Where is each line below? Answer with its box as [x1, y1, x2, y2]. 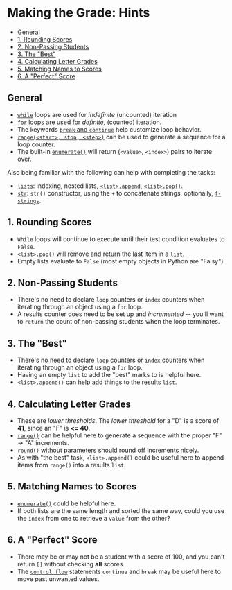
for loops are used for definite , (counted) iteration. [17, 118, 162, 126]
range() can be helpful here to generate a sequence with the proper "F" [17, 431, 222, 440]
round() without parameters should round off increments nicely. [17, 446, 199, 454]
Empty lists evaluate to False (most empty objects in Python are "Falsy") [17, 257, 224, 265]
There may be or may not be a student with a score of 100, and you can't [17, 553, 225, 561]
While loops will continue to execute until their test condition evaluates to [17, 234, 225, 243]
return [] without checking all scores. [17, 559, 125, 568]
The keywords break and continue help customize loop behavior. [17, 125, 202, 133]
